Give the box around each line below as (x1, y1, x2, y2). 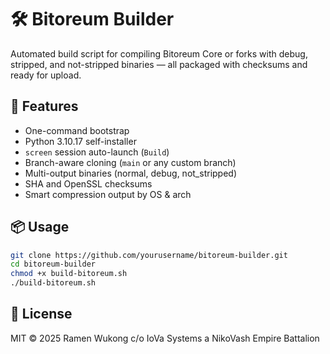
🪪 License (10, 306, 73, 323)
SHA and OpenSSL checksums (24, 177, 153, 190)
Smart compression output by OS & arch (24, 188, 192, 200)
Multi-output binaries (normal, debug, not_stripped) (24, 167, 238, 179)
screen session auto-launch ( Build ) (24, 146, 170, 158)
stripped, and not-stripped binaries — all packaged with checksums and (10, 58, 308, 70)
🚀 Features (10, 98, 79, 115)
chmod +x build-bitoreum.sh (10, 269, 128, 279)
